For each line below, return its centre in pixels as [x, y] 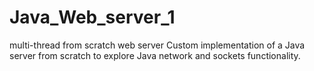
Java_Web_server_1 [92, 17]
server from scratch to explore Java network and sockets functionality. [155, 55]
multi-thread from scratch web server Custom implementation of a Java [157, 45]
